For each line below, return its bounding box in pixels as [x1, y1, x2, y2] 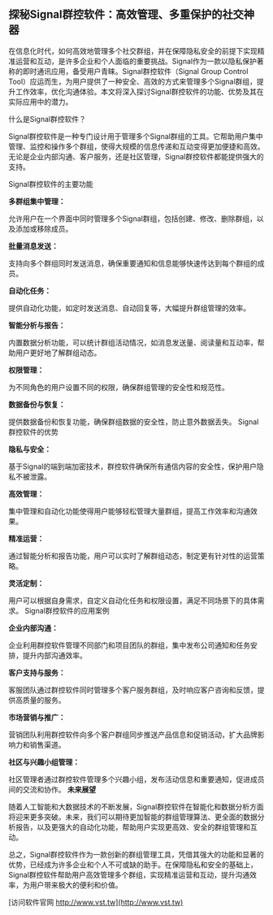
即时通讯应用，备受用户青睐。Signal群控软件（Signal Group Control [22, 66, 249, 76]
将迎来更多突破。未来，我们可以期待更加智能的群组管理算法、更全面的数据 [8, 812, 258, 822]
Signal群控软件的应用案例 [24, 605, 110, 615]
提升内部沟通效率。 [22, 650, 87, 660]
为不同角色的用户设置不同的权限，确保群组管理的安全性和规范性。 [8, 382, 229, 392]
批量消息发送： [8, 241, 58, 250]
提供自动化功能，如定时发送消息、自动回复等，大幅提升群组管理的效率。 [8, 303, 250, 313]
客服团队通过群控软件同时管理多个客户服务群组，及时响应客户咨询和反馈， [8, 685, 258, 695]
